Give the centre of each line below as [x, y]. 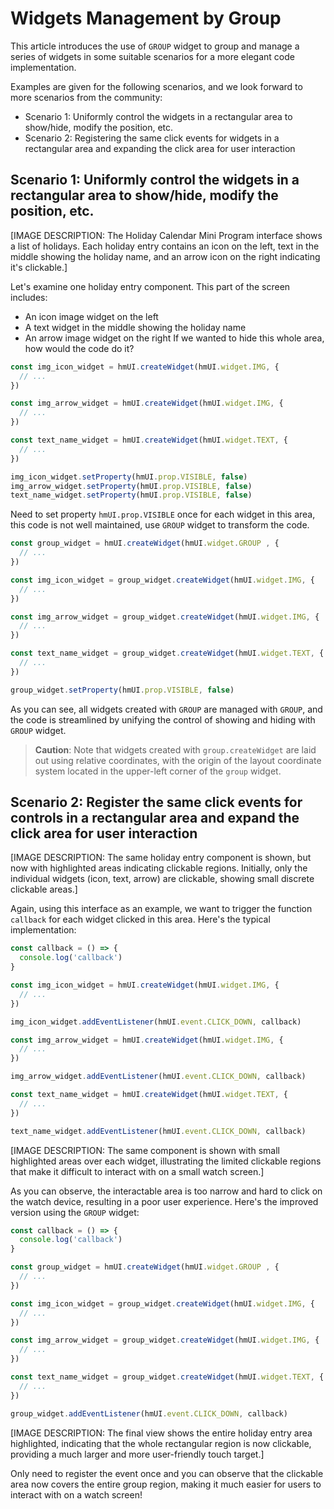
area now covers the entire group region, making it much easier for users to [166, 1484]
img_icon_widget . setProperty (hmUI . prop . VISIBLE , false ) [129, 477]
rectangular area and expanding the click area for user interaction [160, 148]
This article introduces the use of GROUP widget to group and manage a [155, 46]
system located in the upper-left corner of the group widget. [158, 771]
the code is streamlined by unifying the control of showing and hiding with [163, 719]
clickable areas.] [44, 889]
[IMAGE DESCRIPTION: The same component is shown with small [145, 1150]
